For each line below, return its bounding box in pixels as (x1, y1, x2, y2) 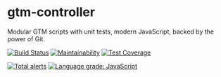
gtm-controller (7, 4, 96, 20)
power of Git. (7, 34, 46, 43)
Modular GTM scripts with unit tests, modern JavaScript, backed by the (7, 27, 215, 36)
